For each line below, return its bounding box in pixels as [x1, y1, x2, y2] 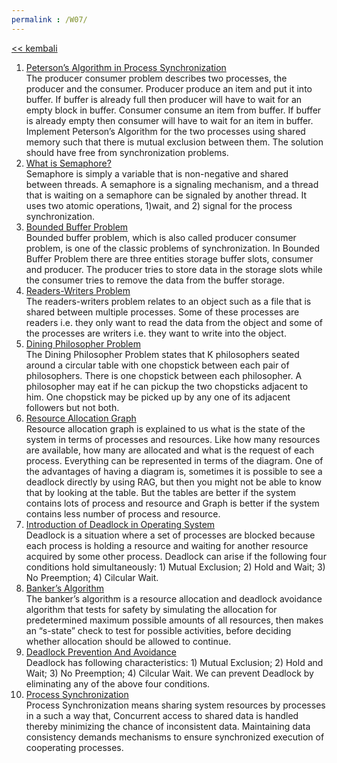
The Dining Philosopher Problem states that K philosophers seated [25, 348, 300, 360]
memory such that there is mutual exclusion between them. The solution [25, 136, 324, 148]
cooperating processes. [25, 741, 124, 753]
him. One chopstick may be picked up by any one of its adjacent [25, 391, 291, 403]
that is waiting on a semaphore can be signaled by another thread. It [25, 189, 308, 201]
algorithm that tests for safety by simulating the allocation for [25, 603, 278, 615]
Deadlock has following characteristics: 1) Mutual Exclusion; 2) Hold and [25, 656, 324, 668]
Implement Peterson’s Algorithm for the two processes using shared [25, 125, 306, 137]
